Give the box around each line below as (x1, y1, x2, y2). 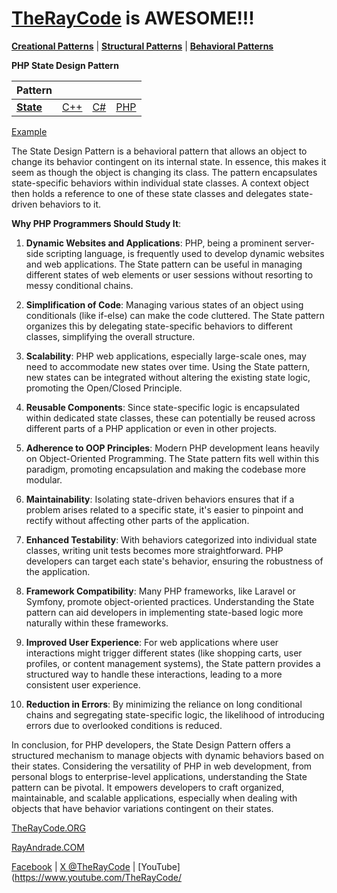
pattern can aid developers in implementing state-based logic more (25, 606, 304, 618)
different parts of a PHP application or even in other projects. (25, 422, 278, 434)
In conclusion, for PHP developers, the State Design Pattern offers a (11, 738, 291, 751)
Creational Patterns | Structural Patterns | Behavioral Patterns (11, 40, 274, 52)
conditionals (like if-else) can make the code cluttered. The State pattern (25, 309, 325, 321)
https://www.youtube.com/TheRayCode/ (14, 871, 182, 883)
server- (284, 237, 315, 249)
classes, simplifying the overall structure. (25, 330, 196, 342)
